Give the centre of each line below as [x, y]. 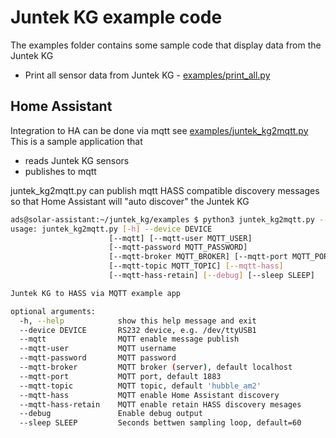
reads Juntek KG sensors [77, 160]
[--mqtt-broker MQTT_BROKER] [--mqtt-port [198, 257]
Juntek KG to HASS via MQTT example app [96, 293]
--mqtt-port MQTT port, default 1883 [120, 376]
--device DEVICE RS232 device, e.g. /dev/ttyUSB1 [138, 330]
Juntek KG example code [116, 17]
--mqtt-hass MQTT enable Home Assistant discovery [149, 395]
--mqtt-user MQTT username [98, 349]
